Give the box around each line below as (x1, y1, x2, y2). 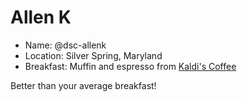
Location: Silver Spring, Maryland (24, 49, 163, 61)
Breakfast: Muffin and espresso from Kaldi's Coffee (24, 60, 237, 72)
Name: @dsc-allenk (24, 39, 107, 51)
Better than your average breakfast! (10, 79, 157, 91)
